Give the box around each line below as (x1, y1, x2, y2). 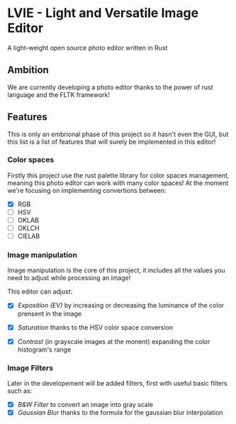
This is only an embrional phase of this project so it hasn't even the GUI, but (7, 130, 229, 138)
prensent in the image (17, 309, 82, 318)
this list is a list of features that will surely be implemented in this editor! (7, 137, 216, 146)
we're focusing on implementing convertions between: (7, 186, 167, 194)
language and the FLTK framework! (7, 90, 111, 99)
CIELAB (17, 232, 40, 240)
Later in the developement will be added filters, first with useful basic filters (7, 379, 228, 387)
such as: (7, 386, 33, 395)
